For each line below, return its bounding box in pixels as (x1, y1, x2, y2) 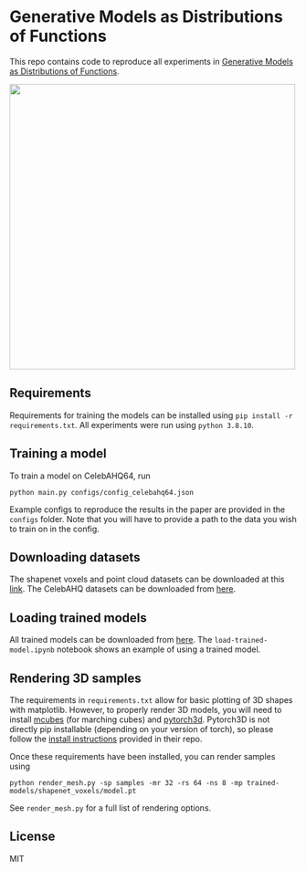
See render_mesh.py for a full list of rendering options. (9, 803, 212, 813)
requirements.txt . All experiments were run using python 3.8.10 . (9, 419, 254, 430)
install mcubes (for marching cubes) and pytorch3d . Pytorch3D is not (9, 714, 270, 725)
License (9, 829, 56, 845)
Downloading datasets (9, 550, 141, 565)
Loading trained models (9, 610, 148, 625)
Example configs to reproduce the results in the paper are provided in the (9, 504, 286, 515)
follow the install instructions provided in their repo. (9, 733, 203, 744)
